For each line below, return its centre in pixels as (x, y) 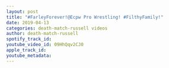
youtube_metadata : (29, 56)
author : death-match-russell (42, 34)
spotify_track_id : (29, 39)
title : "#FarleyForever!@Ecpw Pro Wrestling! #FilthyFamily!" (85, 17)
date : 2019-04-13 (28, 22)
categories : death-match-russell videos (57, 28)
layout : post (22, 12)
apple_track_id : (26, 50)
